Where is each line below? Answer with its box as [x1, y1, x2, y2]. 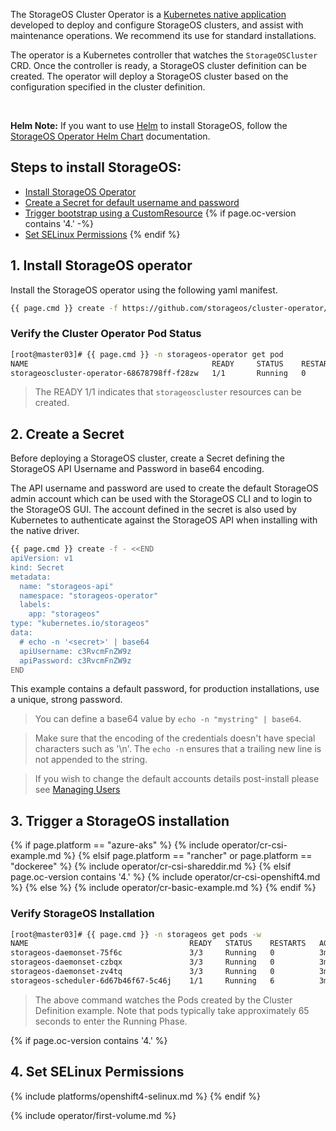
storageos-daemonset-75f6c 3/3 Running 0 [10, 948, 275, 958]
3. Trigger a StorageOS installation [10, 812, 230, 829]
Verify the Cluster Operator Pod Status [10, 327, 202, 341]
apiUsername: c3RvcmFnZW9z [19, 646, 132, 656]
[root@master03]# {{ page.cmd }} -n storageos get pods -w [10, 929, 262, 939]
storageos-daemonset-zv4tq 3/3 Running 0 [10, 967, 275, 977]
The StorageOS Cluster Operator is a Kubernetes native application [10, 9, 287, 20]
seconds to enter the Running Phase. [34, 1015, 188, 1027]
